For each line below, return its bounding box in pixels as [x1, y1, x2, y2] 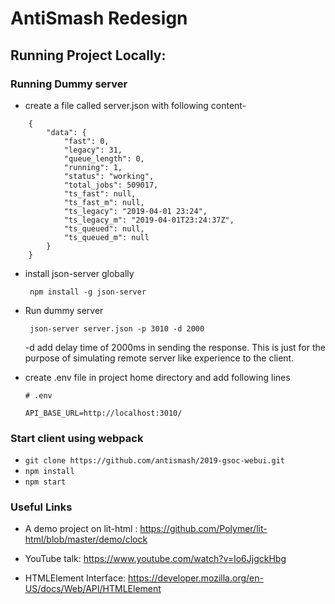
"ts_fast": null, [63, 188, 137, 199]
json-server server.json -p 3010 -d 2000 [29, 323, 205, 334]
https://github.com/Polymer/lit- [139, 523, 268, 535]
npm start [24, 477, 67, 487]
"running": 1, [63, 162, 123, 172]
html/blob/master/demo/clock [24, 533, 148, 546]
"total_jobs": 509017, [63, 180, 159, 190]
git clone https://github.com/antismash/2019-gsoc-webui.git [24, 456, 286, 466]
